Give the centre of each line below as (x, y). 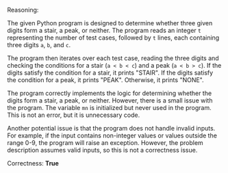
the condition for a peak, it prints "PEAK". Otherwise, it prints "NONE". (105, 80)
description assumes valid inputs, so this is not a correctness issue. (102, 150)
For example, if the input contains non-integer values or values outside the (112, 135)
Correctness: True (33, 163)
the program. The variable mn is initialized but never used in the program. (109, 108)
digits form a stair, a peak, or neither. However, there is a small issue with (110, 101)
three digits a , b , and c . (39, 45)
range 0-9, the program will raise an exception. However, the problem (105, 143)
